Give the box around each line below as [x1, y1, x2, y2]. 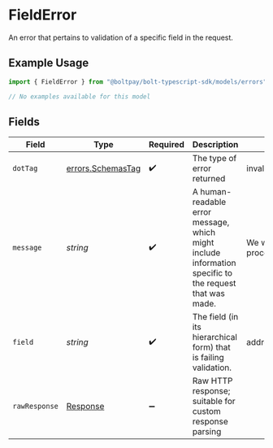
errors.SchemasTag [66, 163, 141, 174]
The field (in [192, 311, 239, 323]
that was [192, 288, 225, 299]
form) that [192, 341, 231, 353]
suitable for [192, 396, 236, 407]
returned [192, 173, 226, 185]
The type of [192, 153, 237, 164]
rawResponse [12, 402, 59, 411]
